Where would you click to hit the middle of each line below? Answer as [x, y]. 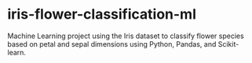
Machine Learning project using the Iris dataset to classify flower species [126, 36]
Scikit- [228, 44]
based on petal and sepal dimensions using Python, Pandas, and [112, 44]
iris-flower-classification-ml [102, 14]
